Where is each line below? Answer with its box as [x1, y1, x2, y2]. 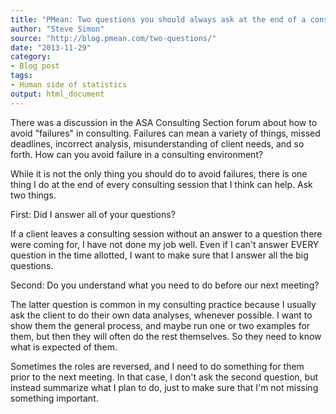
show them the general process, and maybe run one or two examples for [10, 319, 311, 331]
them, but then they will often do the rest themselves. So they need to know [10, 330, 322, 342]
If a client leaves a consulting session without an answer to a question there [10, 227, 323, 240]
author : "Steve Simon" [10, 24, 105, 34]
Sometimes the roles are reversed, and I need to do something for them [10, 360, 305, 372]
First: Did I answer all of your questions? [10, 208, 176, 220]
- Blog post [10, 61, 60, 71]
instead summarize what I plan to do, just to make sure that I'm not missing [10, 381, 319, 393]
